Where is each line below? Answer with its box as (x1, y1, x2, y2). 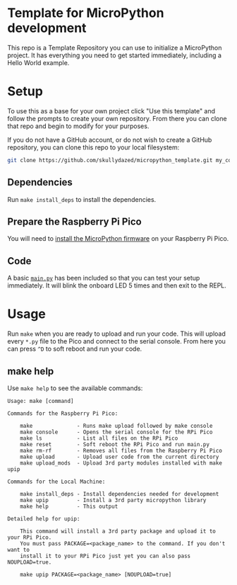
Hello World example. (7, 58, 70, 67)
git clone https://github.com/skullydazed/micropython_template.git (7, 157, 213, 164)
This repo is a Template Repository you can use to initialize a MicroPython (7, 43, 222, 52)
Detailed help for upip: (7, 515, 80, 522)
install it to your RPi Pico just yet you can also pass (20, 552, 191, 560)
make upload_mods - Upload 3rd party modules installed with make (20, 459, 222, 467)
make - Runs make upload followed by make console (20, 422, 213, 429)
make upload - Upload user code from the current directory (20, 453, 219, 460)
